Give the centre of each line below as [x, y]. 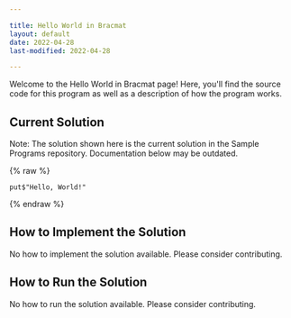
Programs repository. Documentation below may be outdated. [124, 153]
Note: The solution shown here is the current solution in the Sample [134, 144]
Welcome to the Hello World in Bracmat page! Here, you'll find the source [145, 84]
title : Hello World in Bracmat [68, 25]
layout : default [40, 34]
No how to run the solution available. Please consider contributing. [133, 304]
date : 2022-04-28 [42, 42]
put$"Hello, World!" [48, 187]
